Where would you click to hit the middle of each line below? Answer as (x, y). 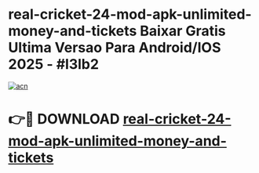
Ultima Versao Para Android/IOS (115, 48)
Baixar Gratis (183, 31)
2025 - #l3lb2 (54, 65)
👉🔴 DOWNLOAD (64, 119)
